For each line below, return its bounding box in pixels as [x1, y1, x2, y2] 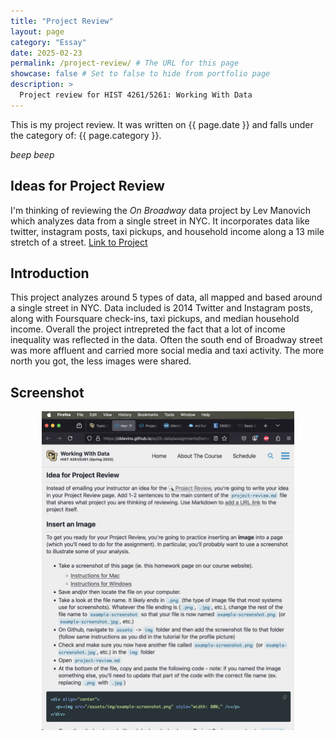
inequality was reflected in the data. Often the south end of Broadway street [10, 334, 323, 346]
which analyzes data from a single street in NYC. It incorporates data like [10, 215, 310, 227]
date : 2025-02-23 [10, 48, 83, 58]
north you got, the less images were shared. [10, 355, 192, 367]
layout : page [10, 26, 65, 37]
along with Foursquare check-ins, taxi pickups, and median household [10, 313, 300, 325]
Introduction [10, 265, 90, 282]
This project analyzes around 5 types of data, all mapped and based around [10, 291, 323, 304]
